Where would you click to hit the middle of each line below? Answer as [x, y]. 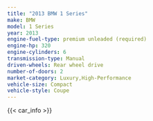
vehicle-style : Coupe [38, 91]
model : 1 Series [30, 26]
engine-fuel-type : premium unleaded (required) [77, 39]
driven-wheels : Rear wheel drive [55, 65]
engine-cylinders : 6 [37, 53]
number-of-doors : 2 [35, 71]
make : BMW [21, 20]
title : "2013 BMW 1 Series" [48, 13]
